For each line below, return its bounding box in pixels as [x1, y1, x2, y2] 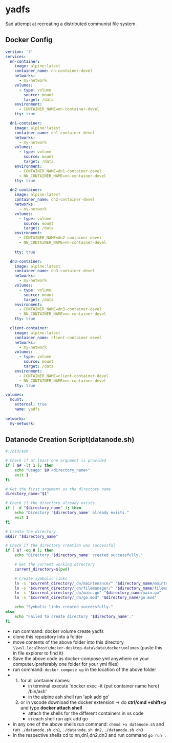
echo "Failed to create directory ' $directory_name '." [14, 614, 134, 619]
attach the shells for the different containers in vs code [28, 710, 144, 716]
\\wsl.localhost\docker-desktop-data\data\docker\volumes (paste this [12, 644, 163, 650]
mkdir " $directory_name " [5, 534, 58, 539]
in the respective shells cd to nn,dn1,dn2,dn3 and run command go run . [12, 732, 167, 738]
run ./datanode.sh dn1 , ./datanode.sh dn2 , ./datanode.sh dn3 [12, 727, 143, 733]
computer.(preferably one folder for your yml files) [12, 661, 119, 667]
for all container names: [20, 677, 71, 683]
